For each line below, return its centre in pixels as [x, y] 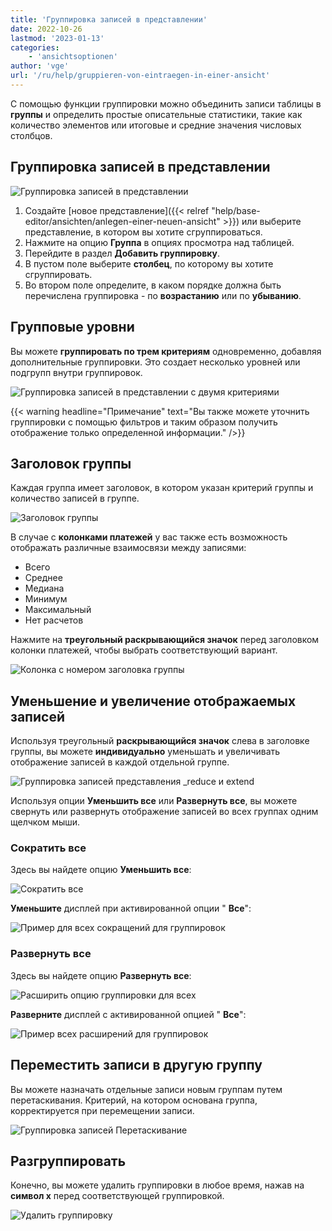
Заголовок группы [71, 463]
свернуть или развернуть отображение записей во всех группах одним [164, 812]
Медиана [44, 588]
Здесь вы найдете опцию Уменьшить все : [101, 870]
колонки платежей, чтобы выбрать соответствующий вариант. [144, 650]
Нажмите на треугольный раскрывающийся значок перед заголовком [165, 640]
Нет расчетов [54, 620]
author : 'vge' [40, 66]
